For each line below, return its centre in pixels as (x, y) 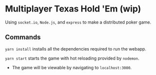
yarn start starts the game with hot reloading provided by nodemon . (72, 58)
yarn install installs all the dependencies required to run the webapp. (76, 49)
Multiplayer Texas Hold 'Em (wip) (73, 9)
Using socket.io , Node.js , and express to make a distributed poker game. (78, 22)
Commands (23, 37)
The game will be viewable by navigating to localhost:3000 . (72, 67)
